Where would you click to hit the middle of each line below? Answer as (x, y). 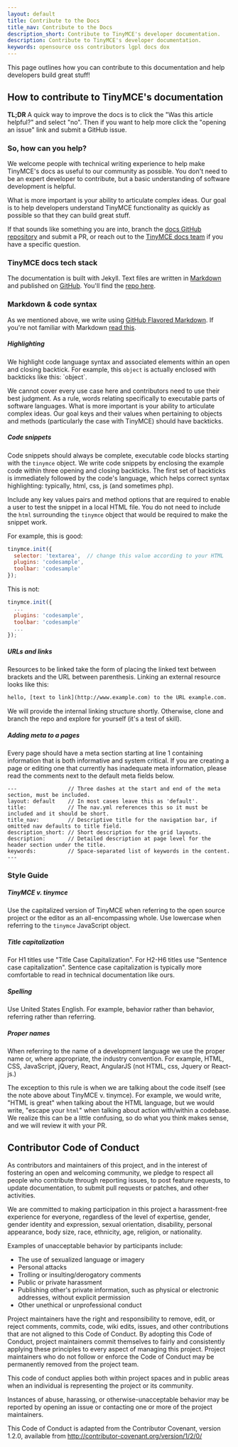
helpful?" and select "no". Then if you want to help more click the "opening (117, 122)
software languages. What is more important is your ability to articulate (111, 406)
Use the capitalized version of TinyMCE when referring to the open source (116, 910)
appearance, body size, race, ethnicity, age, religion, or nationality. (105, 1232)
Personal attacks (42, 1267)
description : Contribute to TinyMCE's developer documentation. (104, 41)
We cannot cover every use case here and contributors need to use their (114, 391)
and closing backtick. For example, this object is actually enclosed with (112, 369)
